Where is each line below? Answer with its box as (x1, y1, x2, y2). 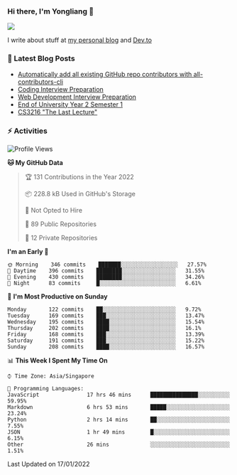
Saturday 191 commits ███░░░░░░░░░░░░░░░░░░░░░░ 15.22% (7, 337, 204, 344)
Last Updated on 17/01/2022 (7, 459, 90, 468)
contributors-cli (17, 78, 64, 86)
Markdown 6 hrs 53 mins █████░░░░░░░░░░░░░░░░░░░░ (7, 403, 231, 411)
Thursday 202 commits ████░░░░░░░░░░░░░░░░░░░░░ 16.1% (7, 324, 202, 331)
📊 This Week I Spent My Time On (7, 356, 108, 365)
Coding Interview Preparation (17, 85, 104, 93)
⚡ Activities (7, 126, 48, 136)
